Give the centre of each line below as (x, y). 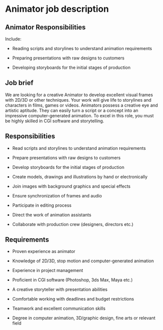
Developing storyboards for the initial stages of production (71, 68)
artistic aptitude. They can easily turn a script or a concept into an (72, 110)
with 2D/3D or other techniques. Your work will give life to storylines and (78, 100)
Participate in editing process (42, 205)
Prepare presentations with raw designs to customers (66, 158)
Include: (13, 39)
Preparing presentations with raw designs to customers (68, 58)
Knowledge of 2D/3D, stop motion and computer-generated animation (83, 261)
